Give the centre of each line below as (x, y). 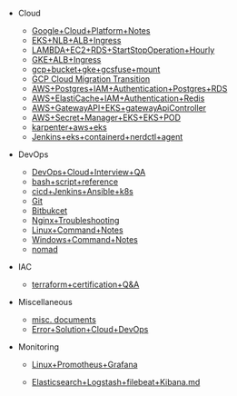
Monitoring (38, 347)
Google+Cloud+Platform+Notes (91, 30)
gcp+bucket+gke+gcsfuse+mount (96, 69)
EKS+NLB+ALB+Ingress (76, 40)
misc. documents (64, 320)
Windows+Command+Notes (84, 239)
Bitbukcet (49, 211)
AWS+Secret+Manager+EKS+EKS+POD (106, 118)
